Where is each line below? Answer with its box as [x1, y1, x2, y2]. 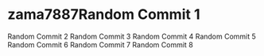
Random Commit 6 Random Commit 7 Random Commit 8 [7, 39, 194, 49]
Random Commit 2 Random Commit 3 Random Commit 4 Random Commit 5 [7, 32, 256, 41]
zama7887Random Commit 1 [7, 6, 200, 24]
